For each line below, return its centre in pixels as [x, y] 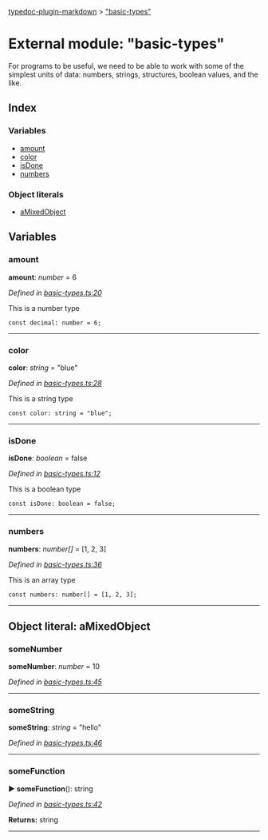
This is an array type [42, 579]
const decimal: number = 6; [55, 323]
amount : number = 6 [43, 277]
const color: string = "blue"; [60, 413]
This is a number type [44, 308]
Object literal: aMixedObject [79, 626]
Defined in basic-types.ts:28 [55, 383]
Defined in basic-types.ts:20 [55, 293]
